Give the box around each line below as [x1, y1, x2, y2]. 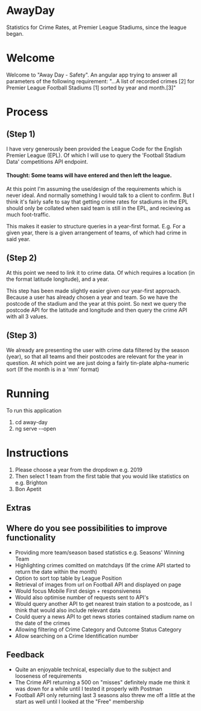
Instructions [6, 446, 69, 460]
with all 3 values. [6, 312, 48, 320]
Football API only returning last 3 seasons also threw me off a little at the [14, 691, 196, 698]
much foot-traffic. [6, 211, 51, 218]
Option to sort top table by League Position [14, 574, 122, 582]
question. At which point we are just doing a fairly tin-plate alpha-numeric [6, 359, 190, 366]
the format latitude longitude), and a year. [6, 275, 110, 283]
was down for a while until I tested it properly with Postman [14, 685, 162, 692]
